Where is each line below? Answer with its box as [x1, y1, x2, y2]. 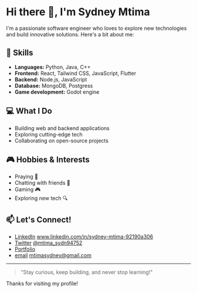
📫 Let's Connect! [6, 214, 72, 224]
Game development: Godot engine [14, 88, 100, 96]
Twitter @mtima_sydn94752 [14, 240, 83, 247]
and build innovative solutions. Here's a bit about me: [6, 30, 135, 38]
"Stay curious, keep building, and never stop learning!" [20, 269, 153, 276]
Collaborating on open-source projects [14, 137, 108, 144]
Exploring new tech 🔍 [14, 195, 68, 202]
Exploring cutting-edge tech [14, 131, 83, 138]
